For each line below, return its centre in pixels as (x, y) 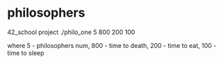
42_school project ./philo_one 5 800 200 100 (71, 32)
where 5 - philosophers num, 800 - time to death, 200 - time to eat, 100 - (112, 45)
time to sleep (26, 53)
